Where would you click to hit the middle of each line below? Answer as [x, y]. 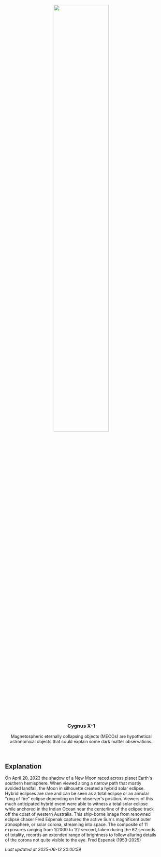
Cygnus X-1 [81, 726]
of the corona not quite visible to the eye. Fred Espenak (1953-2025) [73, 840]
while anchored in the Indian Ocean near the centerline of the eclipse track [79, 809]
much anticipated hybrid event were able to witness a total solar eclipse [76, 804]
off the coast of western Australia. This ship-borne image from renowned [78, 814]
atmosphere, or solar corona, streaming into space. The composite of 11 [76, 824]
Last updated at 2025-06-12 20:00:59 [43, 849]
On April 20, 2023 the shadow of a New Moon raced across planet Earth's [79, 778]
